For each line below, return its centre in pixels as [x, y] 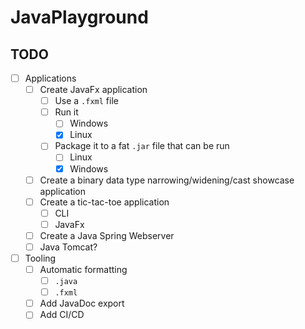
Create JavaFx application [93, 90]
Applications [50, 78]
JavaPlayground [79, 17]
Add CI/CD [62, 315]
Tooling [40, 258]
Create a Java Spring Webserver [107, 235]
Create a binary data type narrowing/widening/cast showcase [167, 180]
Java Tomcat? [68, 247]
